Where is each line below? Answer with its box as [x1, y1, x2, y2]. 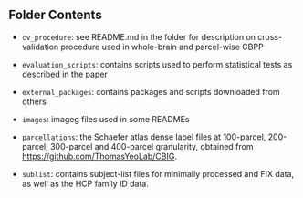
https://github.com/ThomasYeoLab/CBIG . [21, 151, 177, 162]
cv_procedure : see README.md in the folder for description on [21, 31, 256, 42]
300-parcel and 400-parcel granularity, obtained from [49, 141, 254, 151]
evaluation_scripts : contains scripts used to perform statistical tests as [21, 58, 293, 69]
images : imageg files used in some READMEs [21, 113, 190, 124]
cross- [257, 31, 283, 42]
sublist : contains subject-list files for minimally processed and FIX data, [21, 168, 294, 179]
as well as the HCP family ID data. [21, 178, 150, 189]
